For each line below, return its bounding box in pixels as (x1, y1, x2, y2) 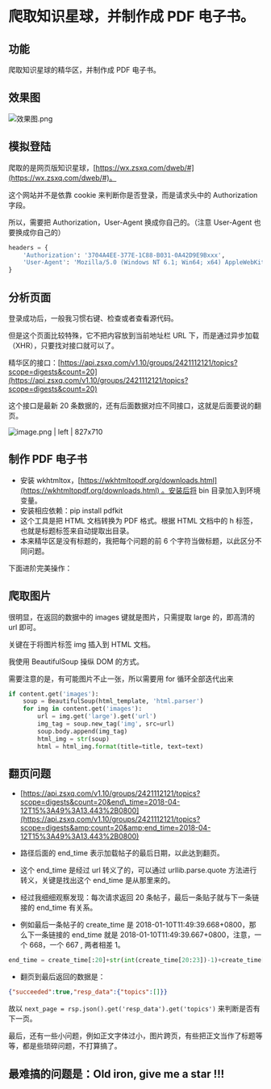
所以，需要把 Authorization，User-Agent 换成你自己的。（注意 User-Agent (8, 217, 252, 227)
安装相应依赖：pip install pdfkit (19, 506, 123, 515)
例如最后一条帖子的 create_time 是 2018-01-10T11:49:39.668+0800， (19, 920, 250, 930)
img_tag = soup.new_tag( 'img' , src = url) (37, 720, 175, 728)
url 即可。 (8, 622, 41, 632)
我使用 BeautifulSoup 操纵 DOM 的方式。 (8, 656, 144, 666)
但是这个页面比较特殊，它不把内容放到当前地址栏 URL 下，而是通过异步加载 (8, 330, 260, 340)
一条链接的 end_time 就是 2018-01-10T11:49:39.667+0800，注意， (34, 930, 255, 940)
